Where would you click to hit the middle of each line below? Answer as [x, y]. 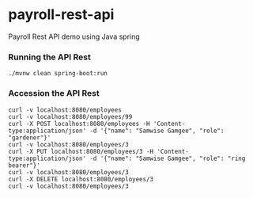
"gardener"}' [30, 137]
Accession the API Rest [54, 93]
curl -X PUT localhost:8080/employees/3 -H [81, 151]
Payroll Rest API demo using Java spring [74, 36]
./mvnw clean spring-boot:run [58, 74]
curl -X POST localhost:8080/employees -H [79, 124]
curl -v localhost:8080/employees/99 [70, 116]
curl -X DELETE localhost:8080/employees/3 [81, 179]
